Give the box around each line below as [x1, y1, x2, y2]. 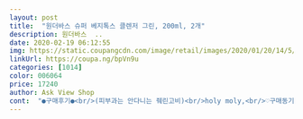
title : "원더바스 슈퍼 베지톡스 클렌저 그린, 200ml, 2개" [9, 21, 206, 30]
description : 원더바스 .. [9, 30, 104, 38]
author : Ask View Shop [9, 88, 95, 97]
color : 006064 [9, 72, 63, 81]
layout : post [9, 13, 59, 22]
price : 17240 [9, 80, 59, 89]
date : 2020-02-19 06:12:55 [9, 38, 111, 47]
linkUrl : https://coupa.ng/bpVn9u [9, 55, 140, 64]
